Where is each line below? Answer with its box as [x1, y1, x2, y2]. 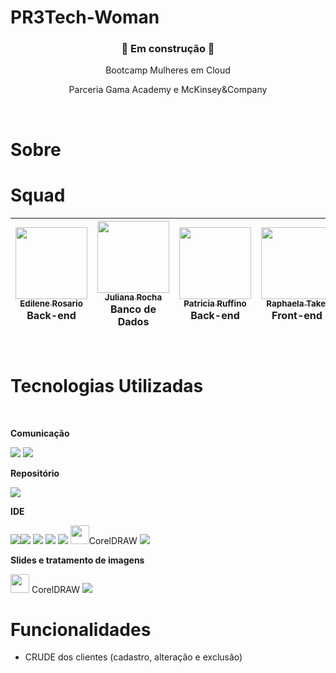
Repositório [10, 467, 60, 479]
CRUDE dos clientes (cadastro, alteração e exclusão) [24, 651, 243, 663]
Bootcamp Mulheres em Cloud [105, 64, 231, 76]
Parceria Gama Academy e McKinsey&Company [68, 84, 268, 96]
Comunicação [10, 427, 70, 439]
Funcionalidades [10, 618, 152, 641]
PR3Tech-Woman [10, 6, 160, 29]
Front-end [271, 308, 323, 322]
